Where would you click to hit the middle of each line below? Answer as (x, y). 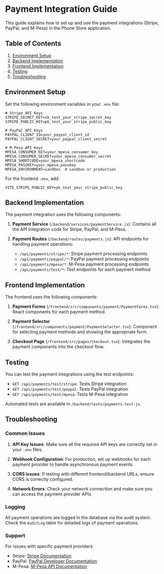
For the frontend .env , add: (33, 178)
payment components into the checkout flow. (58, 347)
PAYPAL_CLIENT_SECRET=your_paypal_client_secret (56, 139)
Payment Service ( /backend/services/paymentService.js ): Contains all (84, 224)
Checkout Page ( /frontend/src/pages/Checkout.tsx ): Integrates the (81, 342)
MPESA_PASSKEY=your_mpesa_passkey (41, 165)
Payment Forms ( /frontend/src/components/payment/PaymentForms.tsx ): (86, 307)
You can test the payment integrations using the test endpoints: (70, 374)
